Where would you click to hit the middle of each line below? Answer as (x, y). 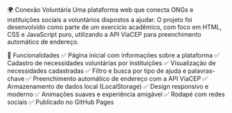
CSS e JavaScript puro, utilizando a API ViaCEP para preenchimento (105, 34)
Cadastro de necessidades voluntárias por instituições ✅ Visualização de (111, 63)
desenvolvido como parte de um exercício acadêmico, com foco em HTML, (115, 27)
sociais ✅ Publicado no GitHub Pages (61, 102)
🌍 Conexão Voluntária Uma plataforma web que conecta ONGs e (100, 10)
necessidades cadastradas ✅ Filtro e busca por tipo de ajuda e (97, 71)
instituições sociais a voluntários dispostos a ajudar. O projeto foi (100, 20)
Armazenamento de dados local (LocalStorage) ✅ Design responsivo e (108, 86)
